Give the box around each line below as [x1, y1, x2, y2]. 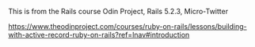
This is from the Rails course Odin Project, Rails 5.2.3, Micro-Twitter [8, 7, 228, 16]
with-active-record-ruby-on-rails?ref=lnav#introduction [8, 31, 190, 39]
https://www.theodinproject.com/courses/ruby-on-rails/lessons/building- [8, 22, 247, 31]
